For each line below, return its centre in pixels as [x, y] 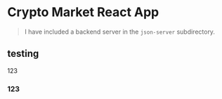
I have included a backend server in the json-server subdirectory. [120, 32]
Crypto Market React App [83, 12]
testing [23, 54]
